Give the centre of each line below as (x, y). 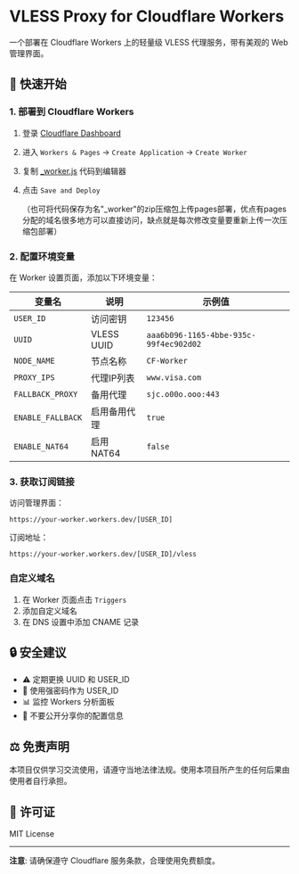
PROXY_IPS (34, 377)
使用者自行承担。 (40, 781)
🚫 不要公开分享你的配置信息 (73, 716)
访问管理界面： (36, 503)
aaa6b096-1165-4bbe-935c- (201, 335)
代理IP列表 (113, 378)
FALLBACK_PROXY (46, 394)
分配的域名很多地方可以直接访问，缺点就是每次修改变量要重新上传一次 (151, 219)
